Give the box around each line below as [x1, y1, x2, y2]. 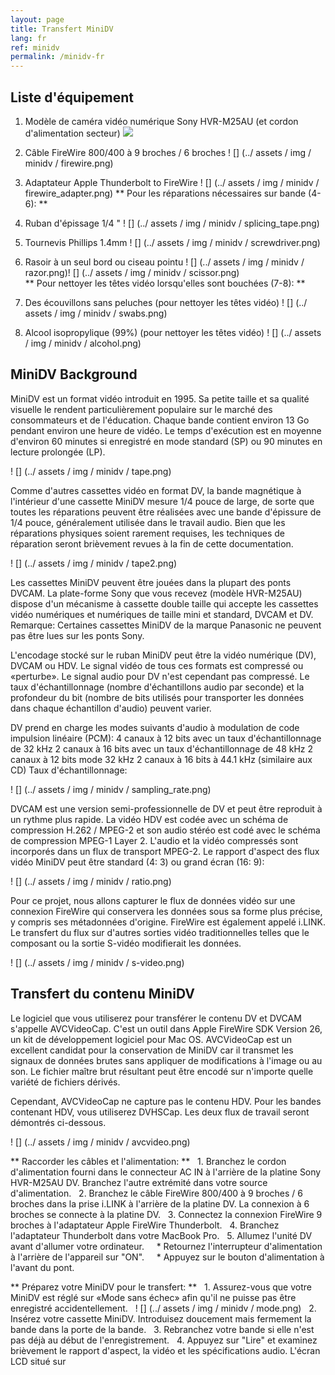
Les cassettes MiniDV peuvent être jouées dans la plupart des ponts [10, 576, 292, 588]
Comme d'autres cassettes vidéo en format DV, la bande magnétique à [10, 484, 302, 496]
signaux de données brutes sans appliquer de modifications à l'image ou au [10, 1054, 323, 1066]
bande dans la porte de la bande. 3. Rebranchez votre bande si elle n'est [10, 1323, 315, 1335]
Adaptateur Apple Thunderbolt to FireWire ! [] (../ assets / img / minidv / [24, 176, 320, 188]
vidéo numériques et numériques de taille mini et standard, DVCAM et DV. [10, 608, 314, 620]
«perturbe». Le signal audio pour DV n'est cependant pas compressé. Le [10, 670, 310, 682]
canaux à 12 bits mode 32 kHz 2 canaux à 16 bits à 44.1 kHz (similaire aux [10, 753, 313, 765]
